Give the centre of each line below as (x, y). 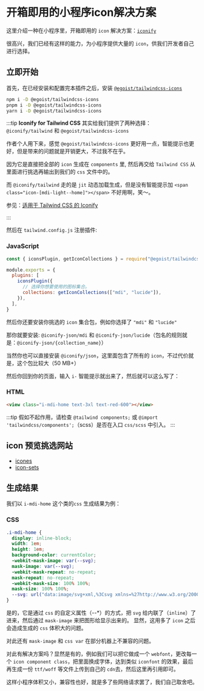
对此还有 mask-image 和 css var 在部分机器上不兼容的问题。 (80, 641)
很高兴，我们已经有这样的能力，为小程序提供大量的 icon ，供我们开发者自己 (100, 43)
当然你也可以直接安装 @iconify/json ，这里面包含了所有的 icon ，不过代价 (97, 355)
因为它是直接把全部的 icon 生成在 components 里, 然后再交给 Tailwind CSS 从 (101, 164)
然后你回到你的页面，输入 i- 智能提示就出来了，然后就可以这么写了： (93, 376)
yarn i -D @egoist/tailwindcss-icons (54, 111)
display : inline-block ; (42, 538)
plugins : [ (25, 275)
